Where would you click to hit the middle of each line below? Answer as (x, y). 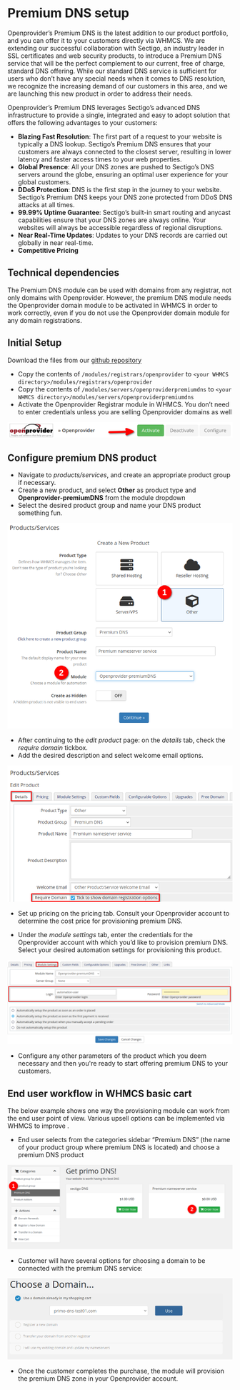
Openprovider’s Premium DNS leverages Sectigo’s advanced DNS (104, 107)
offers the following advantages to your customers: (83, 122)
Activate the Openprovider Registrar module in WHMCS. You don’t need (124, 404)
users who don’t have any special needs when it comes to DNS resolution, (117, 78)
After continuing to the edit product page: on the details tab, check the (121, 740)
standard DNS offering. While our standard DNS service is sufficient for (112, 71)
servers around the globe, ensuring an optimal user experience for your (123, 174)
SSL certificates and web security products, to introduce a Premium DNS (115, 56)
